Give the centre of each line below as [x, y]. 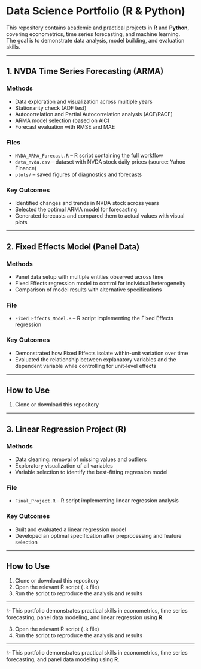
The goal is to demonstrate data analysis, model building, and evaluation [95, 40]
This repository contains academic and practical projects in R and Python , [98, 28]
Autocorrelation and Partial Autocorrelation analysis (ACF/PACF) [94, 114]
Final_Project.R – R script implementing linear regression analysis [97, 501]
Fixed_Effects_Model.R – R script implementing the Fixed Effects [94, 318]
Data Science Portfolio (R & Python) [96, 11]
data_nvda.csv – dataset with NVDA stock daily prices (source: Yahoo [100, 162]
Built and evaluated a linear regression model [71, 529]
